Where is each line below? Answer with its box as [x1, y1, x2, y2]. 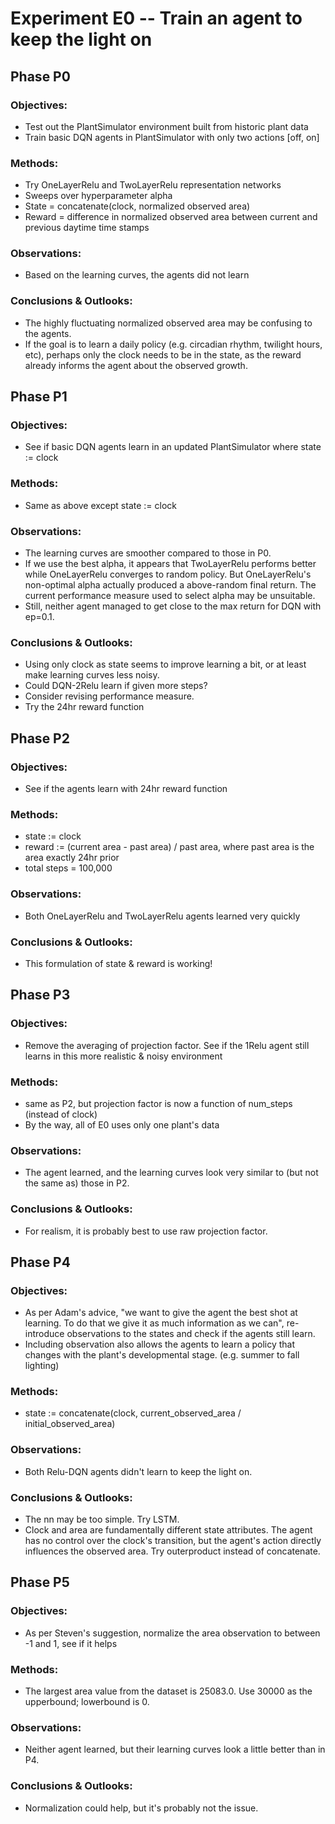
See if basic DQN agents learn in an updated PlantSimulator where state [24, 441, 322, 453]
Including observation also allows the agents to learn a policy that [24, 1338, 296, 1351]
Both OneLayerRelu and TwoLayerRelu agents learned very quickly [24, 910, 301, 922]
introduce [24, 1328, 65, 1340]
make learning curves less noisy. [24, 669, 160, 681]
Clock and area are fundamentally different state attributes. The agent [24, 1524, 313, 1536]
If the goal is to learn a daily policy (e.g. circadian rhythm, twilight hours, [24, 338, 323, 350]
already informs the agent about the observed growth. [24, 359, 248, 371]
